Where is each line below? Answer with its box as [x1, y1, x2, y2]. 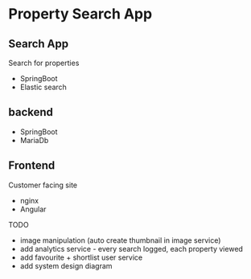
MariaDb [19, 135, 49, 145]
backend [8, 105, 54, 119]
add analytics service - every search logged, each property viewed [19, 244, 244, 253]
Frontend [8, 158, 56, 173]
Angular [19, 204, 47, 214]
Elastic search [19, 82, 67, 92]
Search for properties [8, 58, 80, 68]
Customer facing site [8, 180, 78, 190]
